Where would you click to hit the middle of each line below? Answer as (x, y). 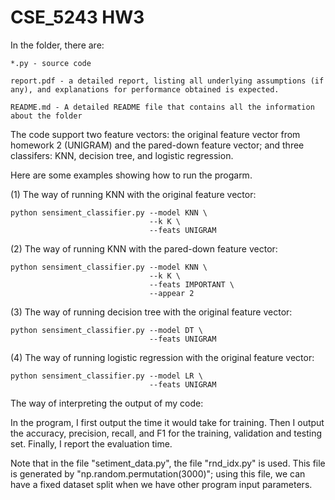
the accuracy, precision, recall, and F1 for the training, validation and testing (166, 433)
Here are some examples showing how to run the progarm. (131, 175)
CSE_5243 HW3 (77, 17)
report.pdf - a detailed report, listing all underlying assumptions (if (167, 81)
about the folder (46, 116)
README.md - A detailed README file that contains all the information (162, 107)
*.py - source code (51, 63)
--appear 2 (171, 293)
